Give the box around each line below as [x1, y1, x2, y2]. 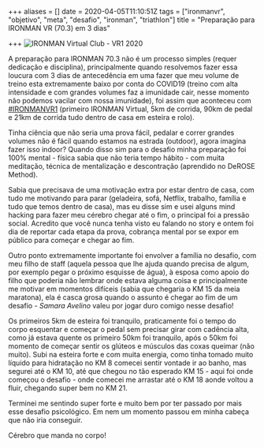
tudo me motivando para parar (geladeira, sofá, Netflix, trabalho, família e [8, 193, 247, 203]
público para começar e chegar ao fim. [8, 236, 135, 245]
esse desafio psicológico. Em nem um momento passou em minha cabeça [8, 407, 250, 416]
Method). [8, 170, 38, 179]
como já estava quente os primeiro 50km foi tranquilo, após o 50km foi [8, 333, 238, 342]
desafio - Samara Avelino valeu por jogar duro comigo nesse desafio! [8, 301, 234, 310]
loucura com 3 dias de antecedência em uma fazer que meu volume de [8, 71, 240, 80]
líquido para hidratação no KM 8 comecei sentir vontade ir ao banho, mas [8, 358, 247, 368]
